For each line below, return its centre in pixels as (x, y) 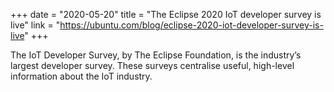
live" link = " (35, 25)
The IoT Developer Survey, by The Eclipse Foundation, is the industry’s (156, 55)
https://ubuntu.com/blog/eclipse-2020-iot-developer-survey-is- (191, 25)
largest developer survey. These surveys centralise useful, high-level (152, 65)
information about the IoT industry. (81, 76)
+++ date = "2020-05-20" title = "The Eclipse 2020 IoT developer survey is (166, 14)
